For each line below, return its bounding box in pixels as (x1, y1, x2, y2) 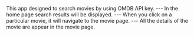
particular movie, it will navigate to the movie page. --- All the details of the (6, 17, 189, 24)
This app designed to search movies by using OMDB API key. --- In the (6, 5, 179, 12)
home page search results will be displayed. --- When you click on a (6, 11, 172, 18)
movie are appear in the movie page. (6, 23, 96, 30)
